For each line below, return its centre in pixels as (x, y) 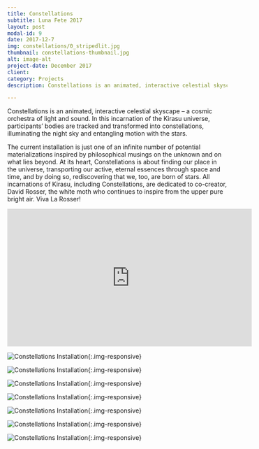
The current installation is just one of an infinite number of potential (104, 147)
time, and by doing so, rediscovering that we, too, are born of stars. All (109, 177)
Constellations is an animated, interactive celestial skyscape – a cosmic (110, 111)
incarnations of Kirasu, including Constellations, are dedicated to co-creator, (117, 184)
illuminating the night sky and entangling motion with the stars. (97, 134)
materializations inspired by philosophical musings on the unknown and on (114, 155)
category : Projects (36, 79)
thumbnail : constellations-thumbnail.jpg (68, 53)
